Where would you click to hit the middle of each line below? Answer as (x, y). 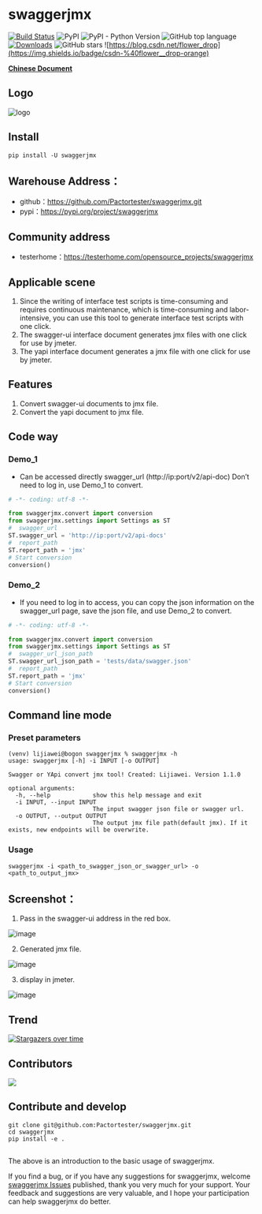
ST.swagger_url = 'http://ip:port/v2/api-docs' (88, 536)
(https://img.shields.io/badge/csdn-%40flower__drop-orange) (109, 53)
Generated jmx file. (50, 949)
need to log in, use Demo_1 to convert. (81, 485)
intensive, (35, 318)
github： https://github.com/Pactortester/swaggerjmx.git (111, 202)
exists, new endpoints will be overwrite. (79, 830)
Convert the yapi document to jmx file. (81, 412)
